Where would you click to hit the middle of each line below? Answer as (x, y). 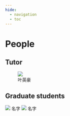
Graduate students (35, 96)
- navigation (23, 14)
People (20, 44)
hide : (11, 10)
